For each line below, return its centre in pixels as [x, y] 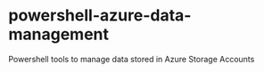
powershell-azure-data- [100, 16]
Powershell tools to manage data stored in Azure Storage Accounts [132, 59]
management [58, 34]
